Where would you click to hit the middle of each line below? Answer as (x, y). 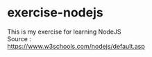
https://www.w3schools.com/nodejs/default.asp (76, 46)
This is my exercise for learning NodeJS (64, 32)
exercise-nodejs (55, 13)
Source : (19, 38)
